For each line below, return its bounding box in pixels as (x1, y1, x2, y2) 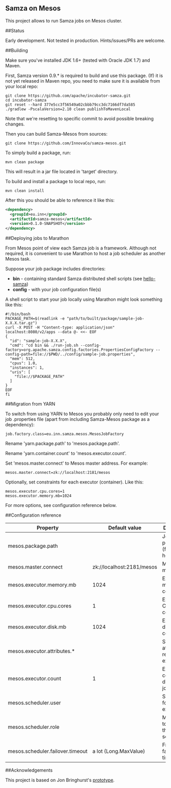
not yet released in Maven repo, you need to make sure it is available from (5, 78, 160, 84)
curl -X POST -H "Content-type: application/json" (5, 325, 115, 331)
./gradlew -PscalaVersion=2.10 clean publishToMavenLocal (5, 107, 131, 112)
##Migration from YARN (5, 401, 55, 407)
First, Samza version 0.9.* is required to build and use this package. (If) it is (5, 72, 163, 79)
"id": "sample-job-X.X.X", (10, 339, 67, 344)
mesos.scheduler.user (8, 699, 61, 706)
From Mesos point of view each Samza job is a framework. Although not (5, 245, 157, 251)
